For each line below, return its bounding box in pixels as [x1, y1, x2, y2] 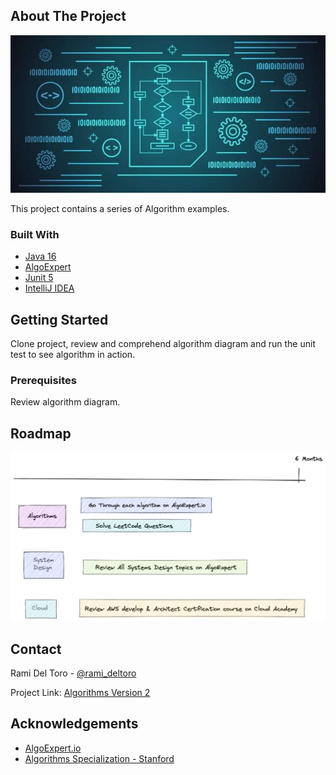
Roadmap [10, 425, 72, 442]
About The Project [10, 8, 127, 25]
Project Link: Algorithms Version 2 [10, 687, 151, 699]
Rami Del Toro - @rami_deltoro [10, 667, 137, 679]
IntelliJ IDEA [24, 282, 75, 294]
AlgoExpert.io [24, 742, 82, 754]
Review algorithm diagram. [10, 396, 121, 408]
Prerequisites [10, 373, 77, 387]
